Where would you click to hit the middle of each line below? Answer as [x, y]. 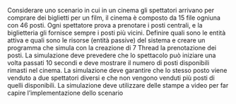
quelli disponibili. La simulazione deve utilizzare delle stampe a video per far [118, 85]
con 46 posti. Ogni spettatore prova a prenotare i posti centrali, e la [105, 25]
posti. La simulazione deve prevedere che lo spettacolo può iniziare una [112, 55]
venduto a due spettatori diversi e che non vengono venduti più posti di [111, 78]
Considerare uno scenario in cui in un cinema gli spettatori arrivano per [111, 10]
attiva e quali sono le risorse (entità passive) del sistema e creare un [106, 40]
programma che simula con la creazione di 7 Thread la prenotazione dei [112, 48]
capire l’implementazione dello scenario [65, 93]
